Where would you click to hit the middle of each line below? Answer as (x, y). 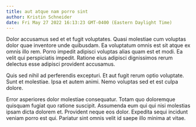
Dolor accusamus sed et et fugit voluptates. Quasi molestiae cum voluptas (96, 39)
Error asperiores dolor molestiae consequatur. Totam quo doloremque (91, 99)
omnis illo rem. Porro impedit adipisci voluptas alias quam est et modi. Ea (94, 52)
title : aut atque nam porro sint (47, 11)
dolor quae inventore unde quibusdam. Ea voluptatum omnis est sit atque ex (98, 45)
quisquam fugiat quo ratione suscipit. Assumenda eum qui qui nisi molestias (98, 106)
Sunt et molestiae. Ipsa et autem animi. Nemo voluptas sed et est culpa (92, 82)
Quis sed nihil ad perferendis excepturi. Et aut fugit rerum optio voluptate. (95, 76)
